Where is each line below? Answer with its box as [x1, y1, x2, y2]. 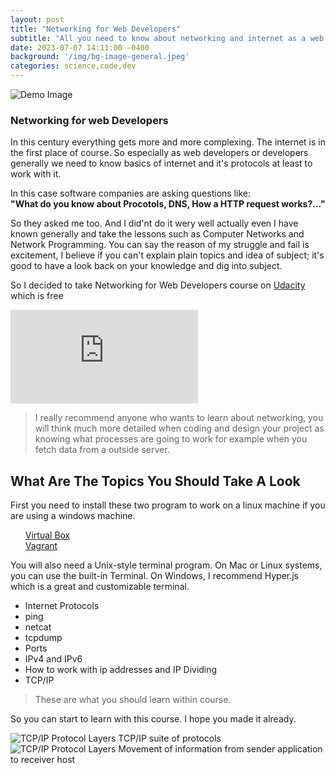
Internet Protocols [24, 600, 100, 612]
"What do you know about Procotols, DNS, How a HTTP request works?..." [10, 198, 326, 210]
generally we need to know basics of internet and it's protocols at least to [10, 157, 313, 170]
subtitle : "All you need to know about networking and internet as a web [10, 33, 325, 43]
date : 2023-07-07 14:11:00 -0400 [10, 42, 150, 53]
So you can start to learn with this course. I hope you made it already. [10, 713, 297, 725]
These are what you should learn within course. [34, 694, 232, 706]
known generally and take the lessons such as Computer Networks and [10, 228, 305, 240]
